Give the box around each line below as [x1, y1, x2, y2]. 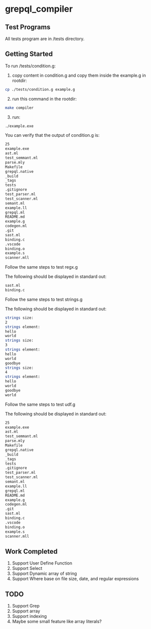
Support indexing [12, 613, 47, 619]
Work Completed [5, 547, 57, 555]
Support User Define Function [12, 560, 72, 566]
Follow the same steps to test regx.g [5, 264, 78, 270]
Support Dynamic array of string [12, 570, 77, 577]
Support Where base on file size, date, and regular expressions [12, 576, 139, 582]
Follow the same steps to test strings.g [5, 296, 83, 302]
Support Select [12, 566, 42, 571]
